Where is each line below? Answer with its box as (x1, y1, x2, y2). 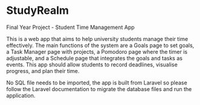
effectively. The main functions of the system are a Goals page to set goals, (6, 42, 195, 49)
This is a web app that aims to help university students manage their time (6, 35, 189, 42)
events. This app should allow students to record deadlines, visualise (6, 61, 178, 68)
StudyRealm (6, 4, 69, 17)
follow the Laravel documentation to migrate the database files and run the (6, 85, 192, 92)
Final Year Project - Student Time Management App (6, 24, 135, 31)
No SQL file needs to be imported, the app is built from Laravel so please (6, 79, 187, 86)
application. (6, 92, 36, 99)
